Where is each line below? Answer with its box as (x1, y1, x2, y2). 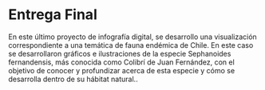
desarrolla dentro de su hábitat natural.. (8, 74, 138, 84)
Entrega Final (8, 6, 97, 24)
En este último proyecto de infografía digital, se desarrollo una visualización (8, 32, 257, 41)
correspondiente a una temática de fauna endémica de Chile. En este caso (8, 40, 254, 49)
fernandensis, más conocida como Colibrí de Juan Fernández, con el (8, 57, 235, 67)
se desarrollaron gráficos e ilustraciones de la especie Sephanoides (8, 49, 231, 58)
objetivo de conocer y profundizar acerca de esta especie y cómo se (8, 65, 235, 75)
